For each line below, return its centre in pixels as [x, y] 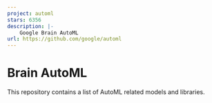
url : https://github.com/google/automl [65, 39]
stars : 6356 [24, 20]
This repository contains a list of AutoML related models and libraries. [106, 92]
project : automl [30, 13]
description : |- [30, 26]
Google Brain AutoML [49, 33]
